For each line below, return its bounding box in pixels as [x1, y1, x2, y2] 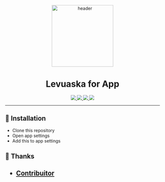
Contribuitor [16, 169, 55, 177]
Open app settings [12, 133, 50, 139]
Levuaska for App [46, 78, 119, 90]
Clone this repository [12, 127, 55, 133]
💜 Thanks [5, 152, 35, 161]
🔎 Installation [5, 114, 46, 123]
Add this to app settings [12, 138, 61, 144]
